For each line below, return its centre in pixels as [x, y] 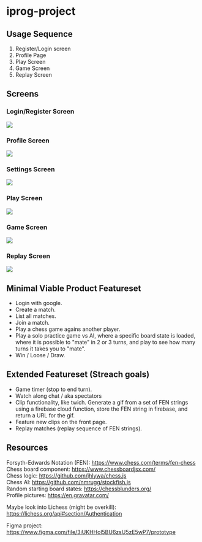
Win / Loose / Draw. [40, 355]
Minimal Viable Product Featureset [74, 288]
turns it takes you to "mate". [50, 349]
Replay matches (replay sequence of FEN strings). [79, 428]
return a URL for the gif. [45, 415]
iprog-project [41, 11]
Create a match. [36, 309]
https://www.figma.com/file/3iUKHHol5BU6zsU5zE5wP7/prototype [91, 532]
